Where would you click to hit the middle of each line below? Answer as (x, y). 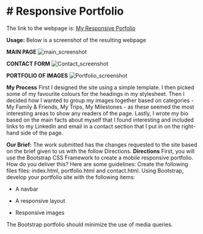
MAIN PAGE (21, 52)
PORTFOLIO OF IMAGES (37, 75)
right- (188, 126)
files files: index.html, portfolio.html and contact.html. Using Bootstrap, (95, 170)
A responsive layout (40, 200)
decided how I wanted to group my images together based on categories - (100, 100)
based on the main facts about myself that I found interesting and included (100, 120)
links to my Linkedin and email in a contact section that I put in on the (93, 126)
